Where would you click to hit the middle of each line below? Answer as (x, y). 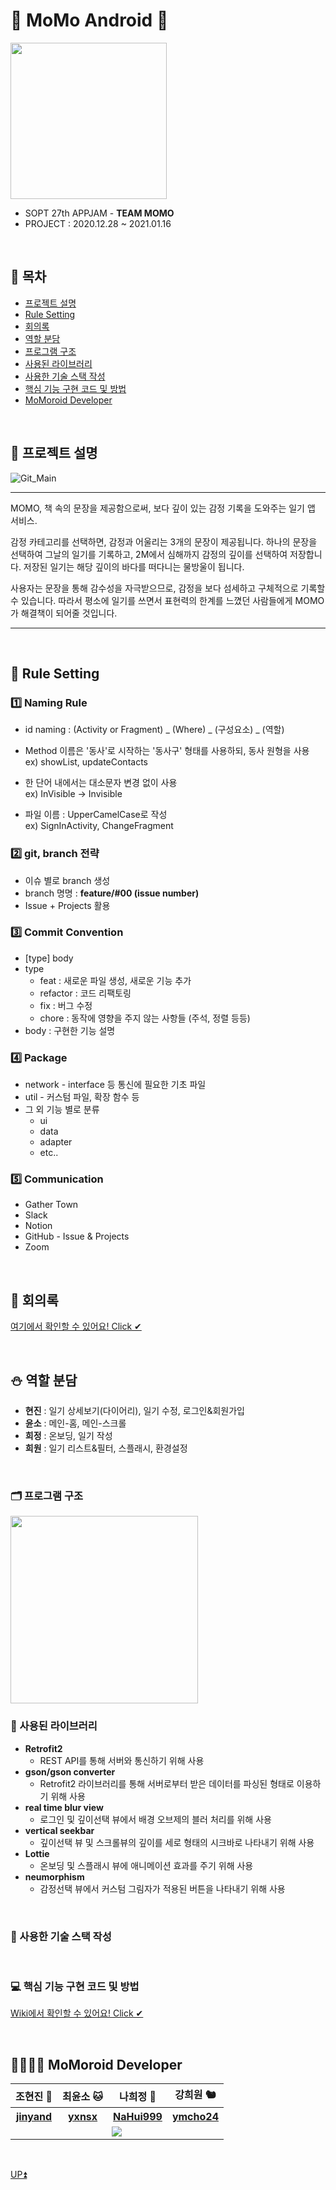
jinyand (34, 2117)
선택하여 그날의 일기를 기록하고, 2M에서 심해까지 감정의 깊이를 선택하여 (149, 554)
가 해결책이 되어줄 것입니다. (64, 613)
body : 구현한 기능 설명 (70, 1030)
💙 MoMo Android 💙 (89, 20)
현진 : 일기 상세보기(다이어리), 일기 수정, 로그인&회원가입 (134, 1411)
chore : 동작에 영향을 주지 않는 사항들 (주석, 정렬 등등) (145, 1018)
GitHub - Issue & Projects (77, 1236)
